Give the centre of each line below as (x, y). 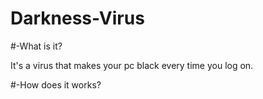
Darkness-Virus (77, 18)
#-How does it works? (56, 84)
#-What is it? (36, 46)
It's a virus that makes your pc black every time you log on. (132, 65)
